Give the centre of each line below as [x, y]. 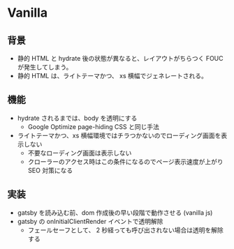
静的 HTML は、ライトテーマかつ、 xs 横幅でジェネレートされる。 [112, 76]
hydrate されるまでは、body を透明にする [77, 118]
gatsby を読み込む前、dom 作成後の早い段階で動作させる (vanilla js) [115, 212]
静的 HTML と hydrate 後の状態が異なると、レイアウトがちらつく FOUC [120, 58]
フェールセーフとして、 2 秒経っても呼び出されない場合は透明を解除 [125, 230]
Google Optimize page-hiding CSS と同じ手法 [93, 126]
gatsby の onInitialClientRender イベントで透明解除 [90, 221]
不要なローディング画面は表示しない [80, 153]
